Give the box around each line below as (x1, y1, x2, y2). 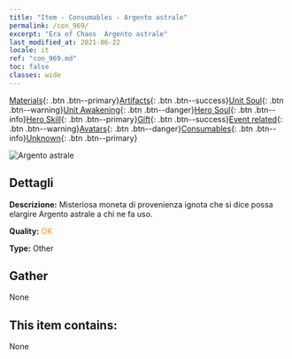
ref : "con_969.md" (9, 54, 77, 63)
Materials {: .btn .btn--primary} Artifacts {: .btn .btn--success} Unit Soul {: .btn (9, 95, 285, 105)
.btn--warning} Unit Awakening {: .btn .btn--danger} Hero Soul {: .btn (9, 104, 253, 115)
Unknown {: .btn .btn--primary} (26, 132, 138, 143)
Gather (9, 268, 49, 284)
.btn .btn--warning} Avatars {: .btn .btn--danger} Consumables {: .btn (9, 123, 254, 134)
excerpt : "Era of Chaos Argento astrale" (9, 29, 168, 38)
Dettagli (9, 176, 54, 191)
